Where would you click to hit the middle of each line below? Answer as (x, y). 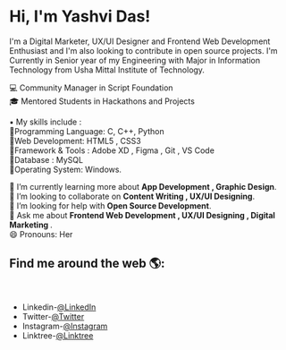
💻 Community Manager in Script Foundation (91, 88)
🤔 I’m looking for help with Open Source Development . (110, 205)
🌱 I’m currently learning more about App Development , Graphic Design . (143, 186)
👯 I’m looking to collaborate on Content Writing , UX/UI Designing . (132, 196)
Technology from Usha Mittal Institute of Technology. (107, 70)
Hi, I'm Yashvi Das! (80, 17)
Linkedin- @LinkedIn (59, 307)
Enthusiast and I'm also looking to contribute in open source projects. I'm (144, 50)
